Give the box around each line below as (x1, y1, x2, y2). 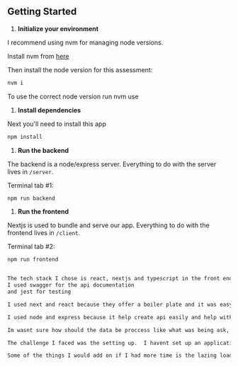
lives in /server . (7, 167, 54, 176)
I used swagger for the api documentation (7, 282, 135, 289)
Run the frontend (17, 207, 69, 216)
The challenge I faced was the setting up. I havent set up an (7, 339, 201, 346)
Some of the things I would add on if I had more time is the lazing (7, 352, 217, 360)
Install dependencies (17, 105, 81, 114)
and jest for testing (7, 288, 72, 296)
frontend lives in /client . (7, 229, 80, 237)
